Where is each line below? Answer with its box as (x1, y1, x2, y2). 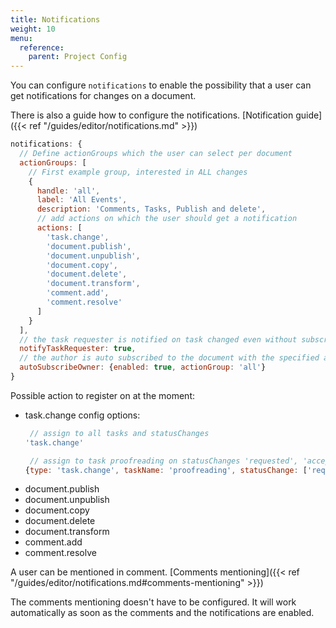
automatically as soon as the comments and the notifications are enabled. (10, 607, 315, 619)
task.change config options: (24, 409, 141, 421)
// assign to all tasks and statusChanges (29, 428, 210, 438)
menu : (10, 33, 33, 43)
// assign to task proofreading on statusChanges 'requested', (29, 456, 299, 466)
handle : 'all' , (36, 186, 101, 196)
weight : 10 (10, 24, 56, 34)
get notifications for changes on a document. (10, 90, 197, 102)
